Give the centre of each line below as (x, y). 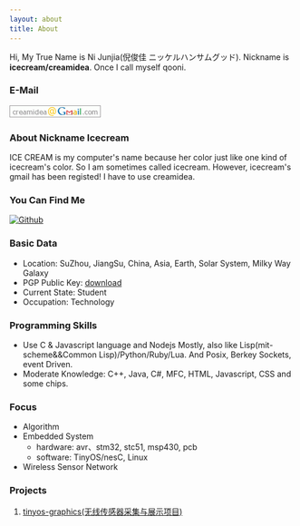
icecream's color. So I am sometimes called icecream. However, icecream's (150, 167)
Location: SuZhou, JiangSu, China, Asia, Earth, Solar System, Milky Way (157, 263)
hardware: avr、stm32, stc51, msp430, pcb (116, 447)
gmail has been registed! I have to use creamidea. (102, 177)
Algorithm (41, 427)
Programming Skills (53, 325)
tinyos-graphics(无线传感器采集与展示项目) (102, 511)
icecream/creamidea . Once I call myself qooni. (98, 67)
